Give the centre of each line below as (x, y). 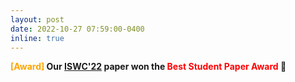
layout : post (37, 19)
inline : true (37, 38)
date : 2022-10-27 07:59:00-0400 (77, 29)
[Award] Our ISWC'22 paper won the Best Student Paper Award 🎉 (148, 67)
